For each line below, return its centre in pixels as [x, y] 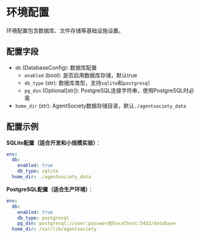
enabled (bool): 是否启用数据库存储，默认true [80, 75]
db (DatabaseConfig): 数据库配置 [56, 67]
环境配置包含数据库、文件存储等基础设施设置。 [65, 31]
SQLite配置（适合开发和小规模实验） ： [54, 142]
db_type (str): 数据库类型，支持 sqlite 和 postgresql [87, 82]
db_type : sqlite [38, 171]
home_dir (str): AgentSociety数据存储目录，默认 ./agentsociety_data [101, 106]
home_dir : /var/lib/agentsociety [54, 229]
